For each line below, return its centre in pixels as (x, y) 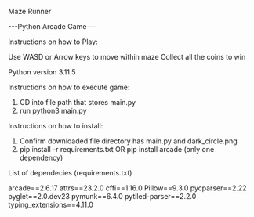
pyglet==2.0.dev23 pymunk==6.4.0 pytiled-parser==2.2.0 (102, 196)
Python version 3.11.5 (42, 72)
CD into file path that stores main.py (77, 102)
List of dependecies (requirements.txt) (70, 173)
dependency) (41, 157)
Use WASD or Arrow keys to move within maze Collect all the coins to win (127, 57)
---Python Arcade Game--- (52, 26)
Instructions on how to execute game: (69, 87)
